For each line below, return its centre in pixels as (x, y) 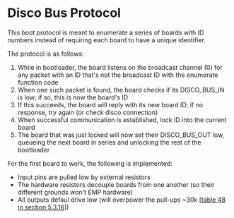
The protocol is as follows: (46, 54)
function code (38, 82)
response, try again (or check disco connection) (88, 112)
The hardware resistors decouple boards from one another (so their (116, 184)
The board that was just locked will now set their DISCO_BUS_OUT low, (121, 135)
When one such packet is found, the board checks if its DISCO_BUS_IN (121, 90)
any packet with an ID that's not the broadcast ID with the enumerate (118, 75)
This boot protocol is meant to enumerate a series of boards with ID (106, 32)
